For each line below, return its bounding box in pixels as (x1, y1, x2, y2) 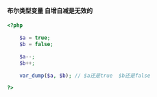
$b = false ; (19, 41, 53, 47)
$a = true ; (19, 34, 51, 41)
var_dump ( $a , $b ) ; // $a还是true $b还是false (19, 72, 151, 79)
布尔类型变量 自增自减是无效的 (7, 6, 93, 14)
